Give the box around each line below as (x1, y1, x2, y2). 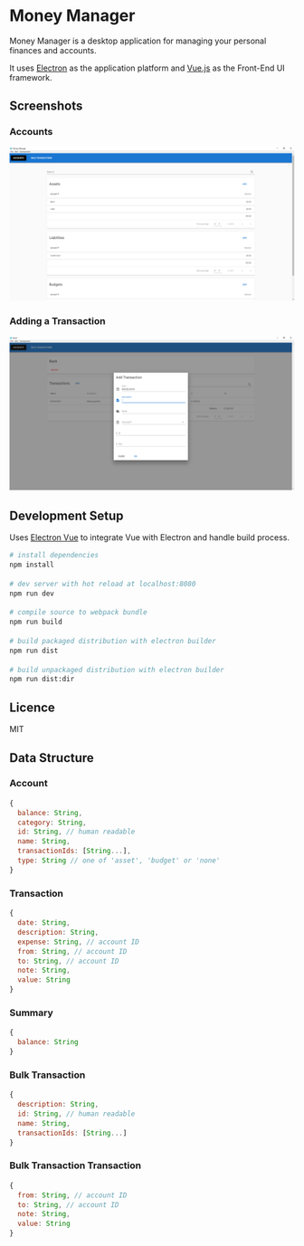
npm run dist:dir (9, 675, 75, 684)
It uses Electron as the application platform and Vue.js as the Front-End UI (9, 62, 285, 73)
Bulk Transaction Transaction (9, 1159, 142, 1172)
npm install (9, 560, 54, 569)
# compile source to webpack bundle (9, 608, 147, 617)
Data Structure (9, 750, 95, 766)
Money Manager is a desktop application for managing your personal (9, 35, 267, 46)
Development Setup (9, 508, 124, 523)
